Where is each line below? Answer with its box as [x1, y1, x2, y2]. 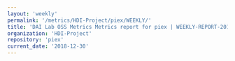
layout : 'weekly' [7, 10, 58, 18]
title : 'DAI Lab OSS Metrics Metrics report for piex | [7, 23, 173, 30]
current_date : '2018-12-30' [7, 43, 90, 50]
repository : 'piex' [7, 36, 64, 43]
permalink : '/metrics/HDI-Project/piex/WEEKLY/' [7, 17, 152, 24]
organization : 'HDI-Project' [7, 29, 92, 37]
